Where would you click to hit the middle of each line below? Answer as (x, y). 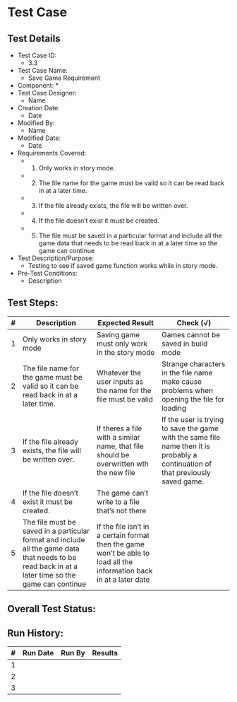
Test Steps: (33, 303)
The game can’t (122, 493)
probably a (179, 455)
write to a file (118, 501)
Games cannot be (191, 334)
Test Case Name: (43, 70)
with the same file (191, 437)
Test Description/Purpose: (55, 258)
